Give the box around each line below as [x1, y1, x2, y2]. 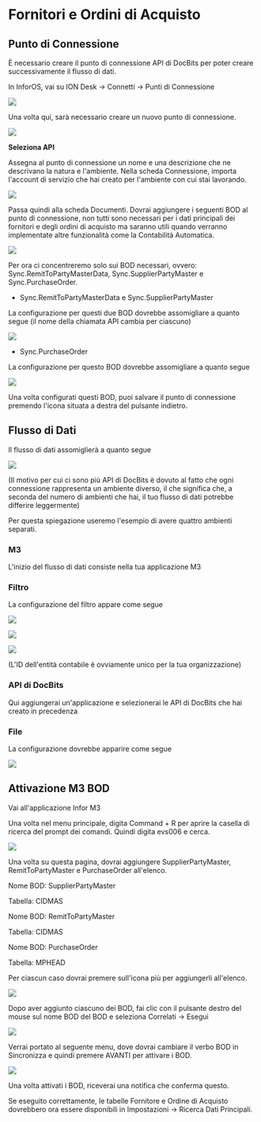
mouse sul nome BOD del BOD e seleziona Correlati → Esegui [8, 1012, 209, 1021]
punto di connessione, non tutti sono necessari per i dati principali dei [8, 213, 236, 223]
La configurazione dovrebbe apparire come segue [8, 744, 172, 753]
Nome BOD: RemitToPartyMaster [8, 911, 115, 921]
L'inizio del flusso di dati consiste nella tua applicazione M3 [8, 562, 202, 572]
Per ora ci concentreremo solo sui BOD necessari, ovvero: [8, 260, 198, 270]
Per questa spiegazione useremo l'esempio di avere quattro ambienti [8, 516, 233, 525]
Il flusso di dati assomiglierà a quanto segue [8, 444, 152, 454]
